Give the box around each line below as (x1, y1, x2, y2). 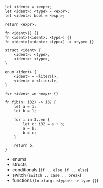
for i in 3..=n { (14, 117, 50, 122)
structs (12, 161, 27, 167)
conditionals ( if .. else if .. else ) (12, 167, 89, 173)
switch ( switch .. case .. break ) (12, 172, 82, 178)
